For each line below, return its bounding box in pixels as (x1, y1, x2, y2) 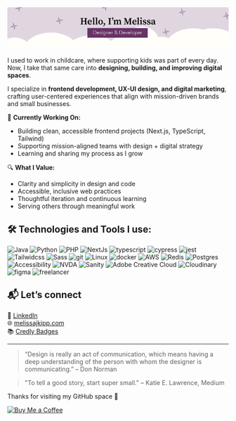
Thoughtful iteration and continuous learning (17, 195, 147, 203)
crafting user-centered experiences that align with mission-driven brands (7, 92, 219, 101)
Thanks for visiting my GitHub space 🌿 (7, 391, 119, 401)
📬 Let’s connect (7, 289, 82, 301)
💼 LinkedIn (7, 311, 38, 320)
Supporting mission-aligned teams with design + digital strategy (17, 142, 204, 150)
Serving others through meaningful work (17, 202, 136, 211)
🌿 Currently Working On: (7, 113, 81, 122)
